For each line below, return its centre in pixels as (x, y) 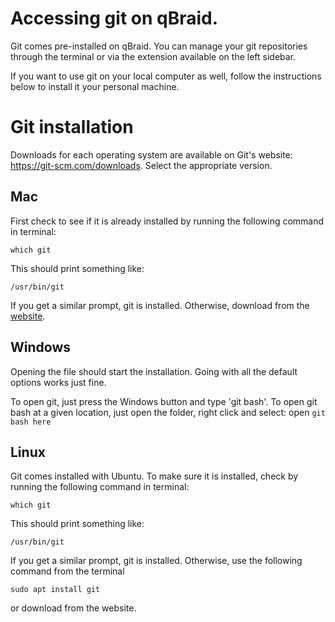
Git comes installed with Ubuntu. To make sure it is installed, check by (154, 476)
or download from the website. (73, 608)
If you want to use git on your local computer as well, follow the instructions (166, 76)
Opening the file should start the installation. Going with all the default (154, 371)
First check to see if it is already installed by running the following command (167, 221)
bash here (31, 422)
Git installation (72, 127)
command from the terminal (67, 571)
